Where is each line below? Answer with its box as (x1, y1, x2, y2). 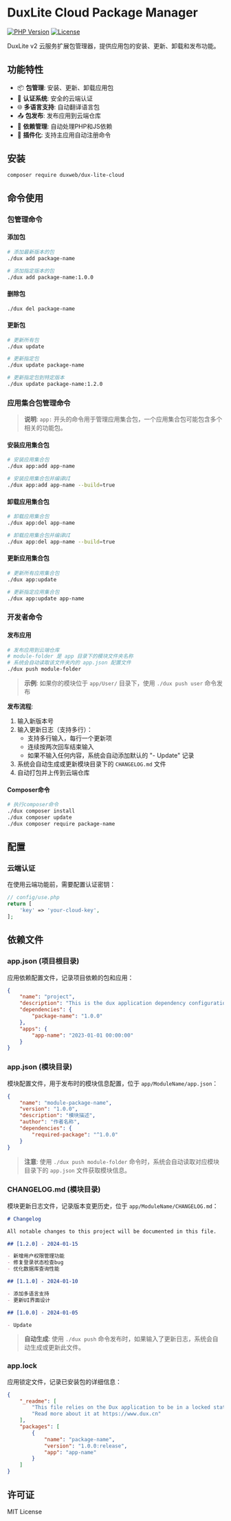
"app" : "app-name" (43, 1449, 97, 1456)
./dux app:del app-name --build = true (7, 538, 115, 545)
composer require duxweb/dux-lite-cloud (7, 171, 125, 178)
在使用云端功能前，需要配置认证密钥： (7, 881, 115, 889)
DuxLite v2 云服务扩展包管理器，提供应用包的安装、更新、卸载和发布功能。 (7, 41, 220, 50)
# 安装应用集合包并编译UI (7, 475, 71, 482)
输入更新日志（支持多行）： (16, 726, 93, 734)
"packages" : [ (19, 1423, 60, 1430)
